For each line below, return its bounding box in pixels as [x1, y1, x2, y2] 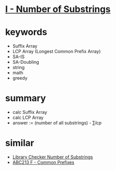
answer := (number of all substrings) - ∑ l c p [12, 120, 102, 126]
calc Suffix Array [12, 109, 48, 115]
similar [5, 137, 34, 149]
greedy [12, 75, 28, 81]
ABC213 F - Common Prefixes [12, 159, 74, 165]
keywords [5, 27, 48, 38]
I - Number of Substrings [5, 4, 111, 15]
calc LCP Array [12, 114, 44, 121]
